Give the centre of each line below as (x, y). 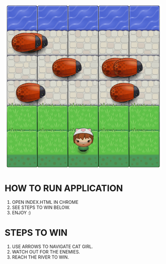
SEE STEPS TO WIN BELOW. (41, 207)
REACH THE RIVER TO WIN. (40, 257)
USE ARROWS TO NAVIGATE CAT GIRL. (52, 246)
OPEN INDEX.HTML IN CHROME (45, 202)
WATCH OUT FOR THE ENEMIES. (46, 252)
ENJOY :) (21, 213)
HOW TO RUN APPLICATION (64, 188)
